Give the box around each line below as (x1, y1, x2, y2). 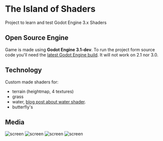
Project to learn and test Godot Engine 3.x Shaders (5, 20, 107, 25)
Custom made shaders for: (5, 79, 59, 85)
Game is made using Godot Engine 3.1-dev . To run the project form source (5, 46, 155, 52)
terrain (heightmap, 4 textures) (12, 88, 74, 94)
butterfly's (12, 104, 33, 110)
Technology (5, 66, 42, 74)
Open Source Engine (5, 34, 69, 42)
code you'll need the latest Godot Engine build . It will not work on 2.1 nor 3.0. (5, 52, 159, 58)
